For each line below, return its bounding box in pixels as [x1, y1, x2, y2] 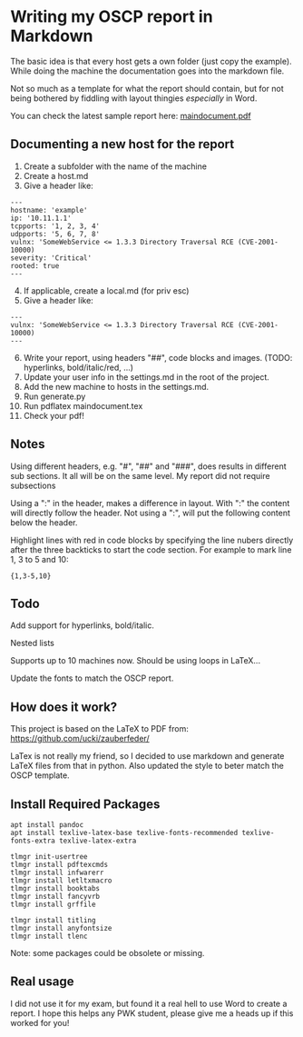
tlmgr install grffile [10, 900, 96, 909]
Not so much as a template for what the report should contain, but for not [10, 83, 284, 94]
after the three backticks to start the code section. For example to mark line [10, 543, 292, 555]
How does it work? [10, 699, 118, 714]
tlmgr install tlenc [10, 932, 89, 941]
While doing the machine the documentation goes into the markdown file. [10, 65, 285, 76]
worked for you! [10, 1017, 70, 1028]
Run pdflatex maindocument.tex [23, 400, 143, 411]
